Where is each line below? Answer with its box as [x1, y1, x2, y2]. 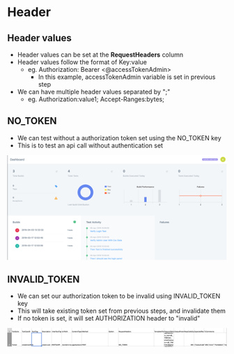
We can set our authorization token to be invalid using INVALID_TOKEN [17, 292, 221, 300]
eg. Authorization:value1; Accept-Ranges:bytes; [27, 95, 165, 103]
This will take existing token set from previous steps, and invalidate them [17, 307, 226, 315]
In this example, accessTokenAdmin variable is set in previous [38, 73, 216, 81]
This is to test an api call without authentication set [17, 141, 164, 149]
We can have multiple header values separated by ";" [17, 88, 171, 96]
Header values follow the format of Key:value [17, 58, 148, 66]
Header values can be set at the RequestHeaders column [17, 50, 183, 59]
